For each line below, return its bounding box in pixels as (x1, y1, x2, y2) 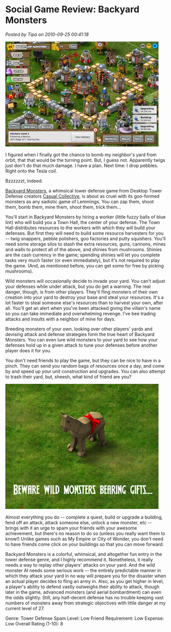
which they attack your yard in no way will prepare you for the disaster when (5, 573, 166, 579)
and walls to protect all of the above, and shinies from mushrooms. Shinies (5, 246, 162, 252)
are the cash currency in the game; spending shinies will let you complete (5, 252, 160, 258)
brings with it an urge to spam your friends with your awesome (5, 525, 137, 531)
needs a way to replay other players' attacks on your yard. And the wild (5, 562, 155, 568)
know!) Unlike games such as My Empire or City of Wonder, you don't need (5, 536, 163, 542)
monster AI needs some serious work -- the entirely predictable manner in (5, 567, 161, 573)
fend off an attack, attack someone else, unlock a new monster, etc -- (5, 519, 152, 525)
